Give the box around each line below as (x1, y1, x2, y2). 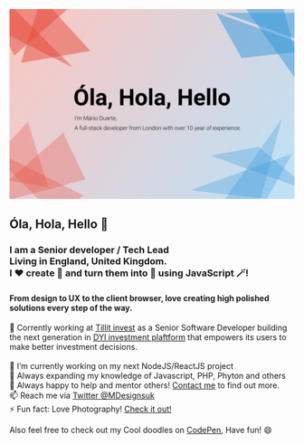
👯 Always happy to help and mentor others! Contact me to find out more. (9, 380, 280, 391)
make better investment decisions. (9, 342, 138, 353)
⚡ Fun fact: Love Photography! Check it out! (9, 403, 172, 415)
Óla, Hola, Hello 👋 (9, 217, 109, 232)
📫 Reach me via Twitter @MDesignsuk (9, 390, 156, 401)
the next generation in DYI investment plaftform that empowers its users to (9, 332, 287, 343)
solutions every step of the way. (9, 302, 133, 313)
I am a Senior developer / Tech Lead (9, 243, 170, 256)
